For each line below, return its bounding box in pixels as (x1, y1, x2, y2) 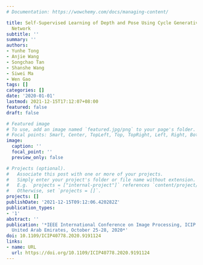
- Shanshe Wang (6, 65, 45, 71)
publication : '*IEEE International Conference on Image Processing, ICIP (6, 221, 196, 227)
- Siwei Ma (6, 70, 34, 76)
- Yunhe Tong (6, 48, 39, 54)
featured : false (6, 104, 47, 110)
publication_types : (6, 204, 56, 211)
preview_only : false (11, 154, 63, 160)
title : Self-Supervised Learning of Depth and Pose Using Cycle (6, 19, 172, 26)
